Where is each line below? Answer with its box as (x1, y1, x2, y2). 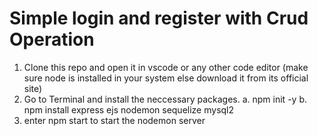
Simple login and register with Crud (9, 7, 309, 30)
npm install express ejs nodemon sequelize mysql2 (23, 103, 235, 116)
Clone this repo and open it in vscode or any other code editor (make (23, 61, 309, 73)
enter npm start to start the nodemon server (23, 114, 206, 126)
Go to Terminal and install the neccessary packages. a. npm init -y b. (23, 93, 307, 105)
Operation (9, 28, 95, 51)
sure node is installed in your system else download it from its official (23, 72, 309, 84)
